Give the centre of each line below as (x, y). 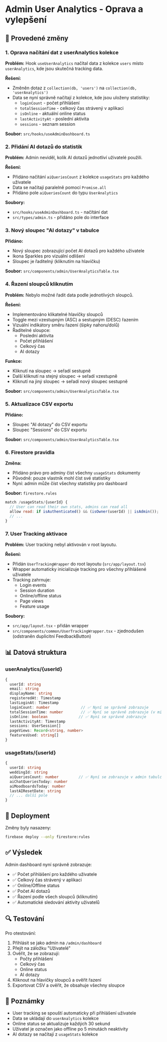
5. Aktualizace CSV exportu (39, 404)
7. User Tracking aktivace (36, 533)
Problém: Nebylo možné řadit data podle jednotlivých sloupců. (69, 295)
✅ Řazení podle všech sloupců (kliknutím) (55, 896)
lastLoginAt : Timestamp (34, 703)
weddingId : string (29, 773)
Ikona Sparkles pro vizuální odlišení (49, 256)
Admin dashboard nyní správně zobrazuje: (48, 864)
